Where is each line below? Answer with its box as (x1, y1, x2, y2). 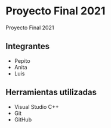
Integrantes (5, 41, 50, 51)
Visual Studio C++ (14, 103, 59, 110)
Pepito (14, 57, 30, 64)
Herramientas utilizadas (5, 87, 97, 97)
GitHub (14, 115, 32, 123)
